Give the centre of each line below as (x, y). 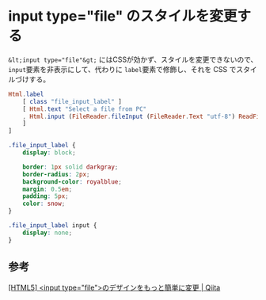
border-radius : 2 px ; (56, 174)
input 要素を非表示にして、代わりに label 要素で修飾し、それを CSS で (122, 69)
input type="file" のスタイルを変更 (123, 16)
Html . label (26, 94)
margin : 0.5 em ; (47, 189)
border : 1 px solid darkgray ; (70, 167)
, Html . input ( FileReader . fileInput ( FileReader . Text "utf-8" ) (129, 116)
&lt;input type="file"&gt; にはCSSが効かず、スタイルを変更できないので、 (133, 59)
